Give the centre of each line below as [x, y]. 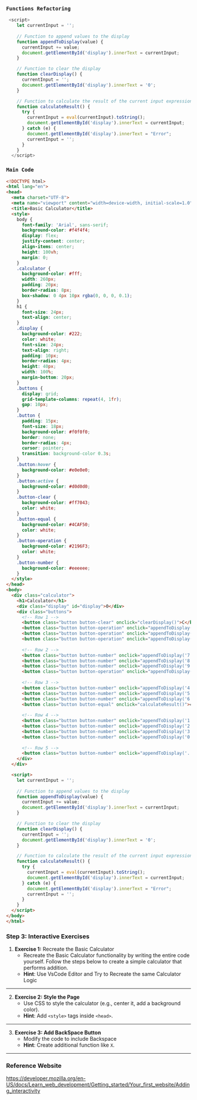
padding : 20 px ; [40, 285]
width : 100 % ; [38, 372]
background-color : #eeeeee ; [56, 568]
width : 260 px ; [39, 280]
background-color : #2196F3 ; [56, 546]
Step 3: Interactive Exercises [48, 936]
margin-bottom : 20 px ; [48, 377]
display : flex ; [40, 236]
